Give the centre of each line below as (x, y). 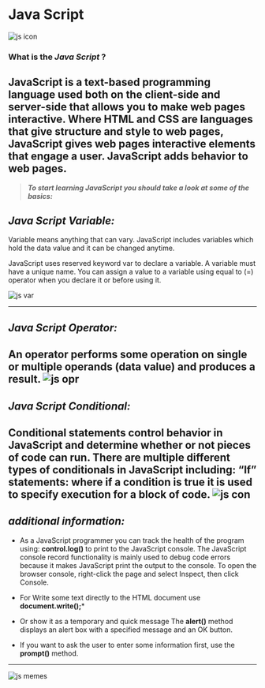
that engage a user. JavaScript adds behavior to (128, 157)
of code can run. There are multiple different (119, 458)
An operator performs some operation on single (128, 355)
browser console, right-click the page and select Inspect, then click (129, 574)
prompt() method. (49, 653)
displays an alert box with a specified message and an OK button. (126, 630)
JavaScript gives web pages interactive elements (132, 144)
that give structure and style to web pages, (116, 132)
